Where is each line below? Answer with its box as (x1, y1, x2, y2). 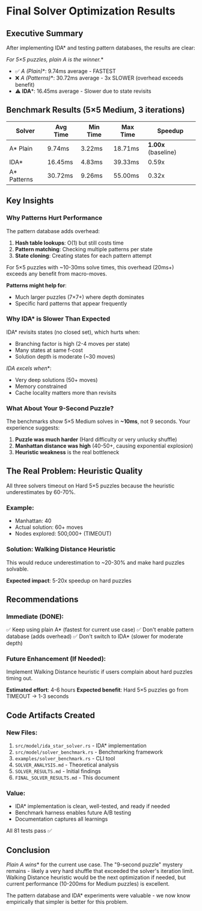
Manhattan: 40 (14, 517, 52, 525)
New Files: (6, 728, 38, 736)
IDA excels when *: (6, 365, 52, 372)
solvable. (6, 565, 29, 572)
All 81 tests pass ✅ (6, 827, 52, 834)
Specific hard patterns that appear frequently (14, 299, 127, 307)
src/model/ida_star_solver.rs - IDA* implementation (14, 742, 147, 750)
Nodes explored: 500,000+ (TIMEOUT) (14, 530, 112, 537)
